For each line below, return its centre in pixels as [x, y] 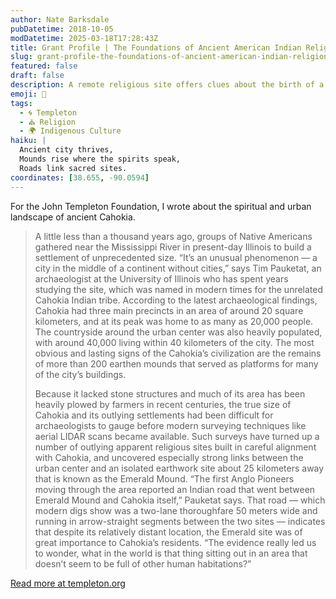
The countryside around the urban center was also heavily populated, [178, 332]
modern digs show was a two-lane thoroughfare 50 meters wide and [176, 510]
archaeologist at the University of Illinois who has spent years [161, 278]
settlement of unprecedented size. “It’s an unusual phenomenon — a [176, 257]
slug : [21, 57]
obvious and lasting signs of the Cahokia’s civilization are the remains [178, 353]
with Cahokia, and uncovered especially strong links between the [169, 457]
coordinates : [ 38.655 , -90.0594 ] [80, 177]
